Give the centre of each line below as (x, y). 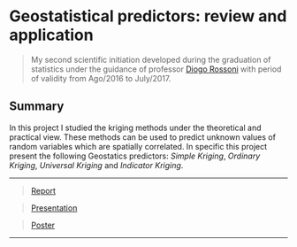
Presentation (54, 208)
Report (43, 190)
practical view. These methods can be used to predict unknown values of (143, 137)
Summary (37, 107)
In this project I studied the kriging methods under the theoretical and (136, 127)
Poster (43, 225)
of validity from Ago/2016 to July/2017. (101, 78)
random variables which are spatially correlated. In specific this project (138, 146)
